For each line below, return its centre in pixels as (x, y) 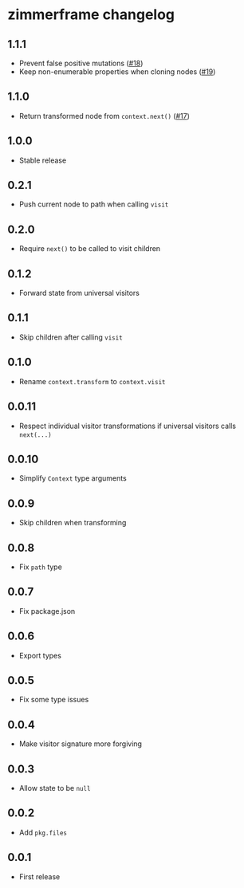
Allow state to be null (55, 788)
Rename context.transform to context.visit (92, 381)
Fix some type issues (54, 700)
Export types (40, 655)
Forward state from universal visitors (79, 293)
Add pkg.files (43, 832)
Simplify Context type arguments (73, 478)
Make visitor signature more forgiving (81, 744)
